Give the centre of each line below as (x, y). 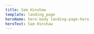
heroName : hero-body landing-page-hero (47, 19)
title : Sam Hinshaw (26, 10)
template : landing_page (30, 14)
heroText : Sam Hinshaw (29, 24)
